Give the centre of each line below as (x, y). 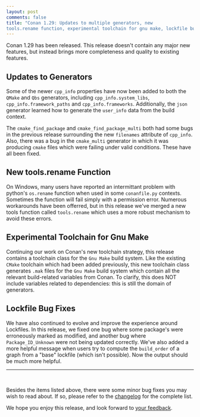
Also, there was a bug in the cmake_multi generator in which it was (87, 141)
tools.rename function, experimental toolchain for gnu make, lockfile (97, 28)
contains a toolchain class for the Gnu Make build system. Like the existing (96, 258)
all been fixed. (24, 154)
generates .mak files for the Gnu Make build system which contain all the (93, 271)
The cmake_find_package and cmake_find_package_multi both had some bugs (100, 128)
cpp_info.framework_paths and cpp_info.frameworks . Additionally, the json (97, 104)
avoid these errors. (29, 218)
